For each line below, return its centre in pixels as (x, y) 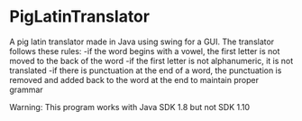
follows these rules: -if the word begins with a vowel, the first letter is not (145, 51)
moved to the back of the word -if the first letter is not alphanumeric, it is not (151, 60)
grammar (26, 89)
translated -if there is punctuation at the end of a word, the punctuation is (146, 70)
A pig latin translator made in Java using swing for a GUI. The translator (142, 42)
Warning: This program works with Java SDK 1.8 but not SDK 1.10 (130, 107)
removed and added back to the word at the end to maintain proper (134, 79)
